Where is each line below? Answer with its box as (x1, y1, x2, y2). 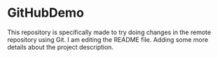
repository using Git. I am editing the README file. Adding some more (7, 35, 209, 43)
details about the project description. (7, 43, 114, 51)
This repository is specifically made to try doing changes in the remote (7, 28, 212, 36)
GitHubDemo (7, 5, 84, 21)
